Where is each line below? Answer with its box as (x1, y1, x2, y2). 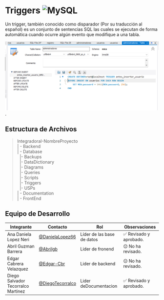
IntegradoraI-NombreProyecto (17, 138, 78, 144)
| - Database (17, 149, 42, 154)
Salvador (7, 277, 25, 284)
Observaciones (124, 224, 156, 230)
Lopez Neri (7, 236, 29, 242)
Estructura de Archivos (5, 125, 77, 133)
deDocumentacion (80, 283, 118, 289)
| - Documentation (17, 190, 54, 196)
